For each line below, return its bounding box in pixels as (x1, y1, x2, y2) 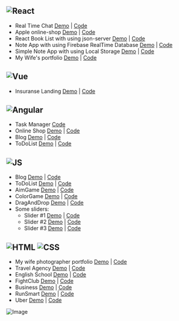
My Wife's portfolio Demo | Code (14, 54, 97, 61)
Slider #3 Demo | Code (24, 225, 81, 232)
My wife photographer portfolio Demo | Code (14, 258, 127, 266)
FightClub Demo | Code (14, 278, 74, 285)
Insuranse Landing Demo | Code (14, 87, 96, 95)
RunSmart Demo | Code (14, 290, 74, 298)
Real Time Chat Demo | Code (14, 22, 87, 29)
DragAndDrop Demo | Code (14, 199, 84, 207)
